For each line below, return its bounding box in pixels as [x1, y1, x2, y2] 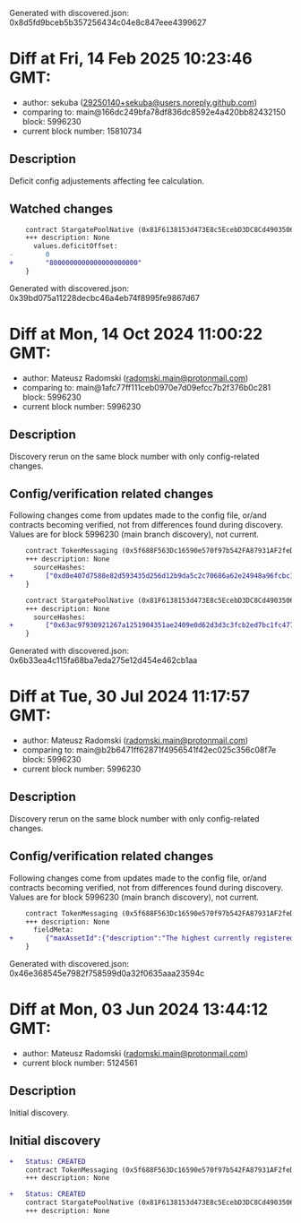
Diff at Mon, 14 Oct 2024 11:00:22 [9, 324, 263, 344]
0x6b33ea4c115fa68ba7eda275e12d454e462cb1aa [9, 655, 198, 666]
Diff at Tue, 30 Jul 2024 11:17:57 [9, 686, 251, 707]
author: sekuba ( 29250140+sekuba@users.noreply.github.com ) [21, 97, 258, 108]
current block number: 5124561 [21, 1057, 138, 1068]
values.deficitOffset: [32, 242, 118, 251]
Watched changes [9, 202, 114, 217]
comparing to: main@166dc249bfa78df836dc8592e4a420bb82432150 [21, 107, 287, 117]
